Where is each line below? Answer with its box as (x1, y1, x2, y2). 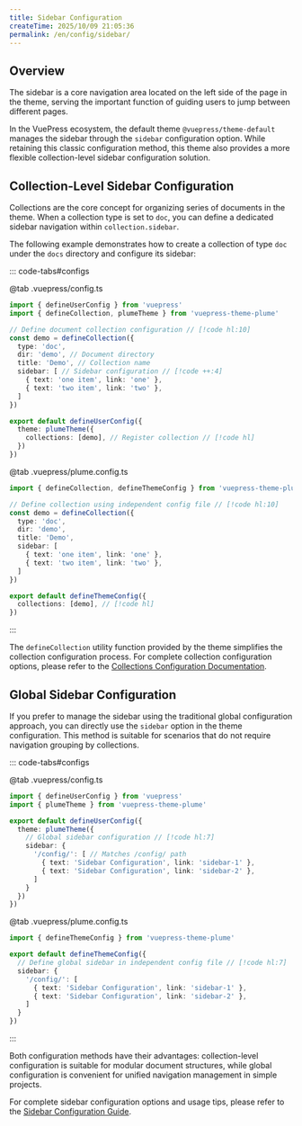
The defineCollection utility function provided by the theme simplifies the (9, 642, 283, 653)
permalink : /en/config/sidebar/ (9, 30, 130, 39)
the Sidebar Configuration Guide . (9, 1106, 132, 1117)
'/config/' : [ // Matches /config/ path (32, 850, 187, 859)
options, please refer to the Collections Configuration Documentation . (9, 661, 267, 672)
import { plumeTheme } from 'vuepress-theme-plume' (9, 800, 207, 809)
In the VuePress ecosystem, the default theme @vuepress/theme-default (9, 123, 276, 135)
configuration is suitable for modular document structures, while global (9, 1060, 272, 1071)
